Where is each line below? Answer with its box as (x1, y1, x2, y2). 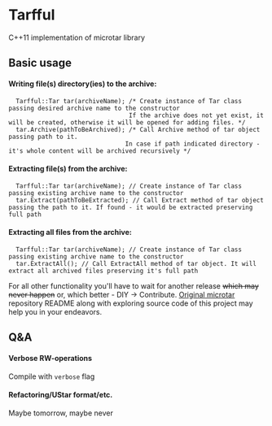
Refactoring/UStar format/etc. (8, 390, 113, 400)
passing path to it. (8, 133, 79, 141)
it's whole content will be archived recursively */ (8, 146, 191, 155)
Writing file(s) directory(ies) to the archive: (8, 79, 157, 89)
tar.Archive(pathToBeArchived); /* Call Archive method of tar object (15, 125, 261, 133)
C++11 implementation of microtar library (8, 33, 145, 42)
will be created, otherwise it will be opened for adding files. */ (8, 118, 246, 127)
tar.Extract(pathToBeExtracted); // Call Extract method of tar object (15, 196, 265, 204)
